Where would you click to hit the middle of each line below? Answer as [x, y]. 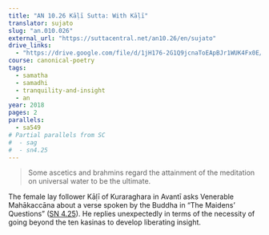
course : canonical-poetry [51, 61]
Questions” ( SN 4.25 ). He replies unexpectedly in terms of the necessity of [132, 214]
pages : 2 [23, 113]
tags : [17, 68]
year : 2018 [26, 105]
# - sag [23, 142]
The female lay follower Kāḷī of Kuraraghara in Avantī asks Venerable [121, 197]
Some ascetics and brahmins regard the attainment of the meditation [141, 172]
